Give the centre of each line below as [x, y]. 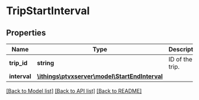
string [46, 63]
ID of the [180, 59]
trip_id [18, 63]
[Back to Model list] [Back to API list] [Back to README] [74, 91]
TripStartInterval [48, 11]
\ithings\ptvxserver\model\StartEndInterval [100, 76]
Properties [26, 33]
